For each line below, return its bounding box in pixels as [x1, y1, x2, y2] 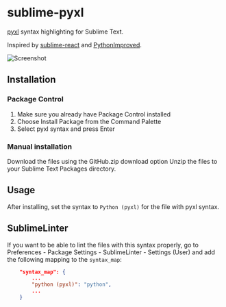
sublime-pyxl [7, 5, 84, 21]
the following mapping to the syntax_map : [7, 255, 122, 263]
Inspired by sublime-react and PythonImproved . [7, 40, 142, 49]
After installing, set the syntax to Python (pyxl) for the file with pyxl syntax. [7, 202, 220, 210]
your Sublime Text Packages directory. [7, 164, 116, 173]
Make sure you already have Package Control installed [16, 110, 171, 118]
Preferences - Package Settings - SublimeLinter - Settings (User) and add [7, 248, 216, 256]
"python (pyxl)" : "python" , [32, 281, 112, 288]
